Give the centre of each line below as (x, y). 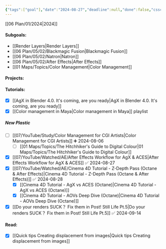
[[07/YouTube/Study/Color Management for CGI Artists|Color (74, 135)
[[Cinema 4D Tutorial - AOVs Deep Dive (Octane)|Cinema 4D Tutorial (89, 196)
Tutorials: (15, 90)
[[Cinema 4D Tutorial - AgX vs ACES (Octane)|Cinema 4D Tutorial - (88, 184)
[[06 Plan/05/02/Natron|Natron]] (45, 56)
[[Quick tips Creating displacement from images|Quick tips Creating (81, 236)
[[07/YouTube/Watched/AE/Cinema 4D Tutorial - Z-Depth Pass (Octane (84, 168)
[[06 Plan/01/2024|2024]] (31, 24)
